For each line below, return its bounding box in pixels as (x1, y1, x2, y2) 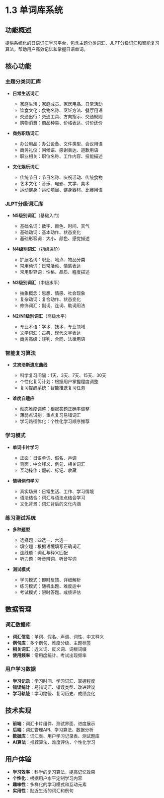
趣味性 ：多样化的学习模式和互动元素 (12, 782, 87, 788)
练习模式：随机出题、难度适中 (19, 583, 81, 589)
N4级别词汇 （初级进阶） (12, 246, 63, 252)
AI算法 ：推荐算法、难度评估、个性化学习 (12, 739, 96, 745)
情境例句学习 (12, 478, 39, 484)
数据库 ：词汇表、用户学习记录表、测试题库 (12, 733, 100, 739)
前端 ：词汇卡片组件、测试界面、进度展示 (12, 721, 95, 726)
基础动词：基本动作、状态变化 (19, 229, 81, 235)
